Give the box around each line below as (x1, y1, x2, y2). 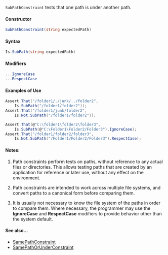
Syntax (5, 38, 21, 44)
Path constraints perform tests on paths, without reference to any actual (12, 158, 163, 165)
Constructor (5, 16, 32, 22)
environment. (12, 175, 40, 181)
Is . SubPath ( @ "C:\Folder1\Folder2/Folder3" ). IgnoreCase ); (14, 126, 137, 132)
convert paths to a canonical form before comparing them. (12, 190, 135, 196)
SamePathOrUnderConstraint (12, 244, 74, 250)
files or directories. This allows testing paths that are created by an (12, 164, 152, 170)
